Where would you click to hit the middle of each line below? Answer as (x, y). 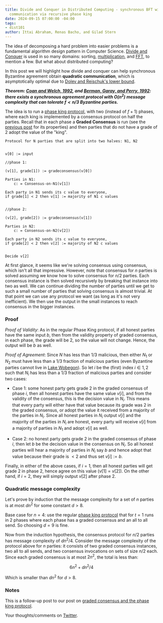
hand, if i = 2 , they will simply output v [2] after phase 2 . (61, 476)
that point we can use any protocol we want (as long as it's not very (73, 296)
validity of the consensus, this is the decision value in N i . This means (81, 399)
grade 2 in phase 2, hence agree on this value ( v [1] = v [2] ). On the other (77, 471)
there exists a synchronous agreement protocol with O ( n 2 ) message (75, 96)
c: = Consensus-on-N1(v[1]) (42, 184)
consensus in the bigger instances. (40, 306)
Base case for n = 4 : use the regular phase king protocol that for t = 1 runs (79, 515)
